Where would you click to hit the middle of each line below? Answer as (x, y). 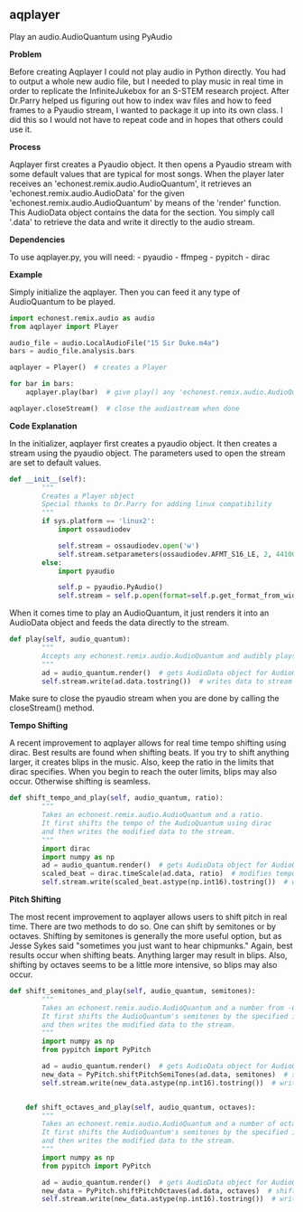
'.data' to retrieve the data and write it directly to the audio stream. (132, 221)
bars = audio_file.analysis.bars (72, 352)
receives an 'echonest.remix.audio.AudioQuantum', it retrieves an (131, 183)
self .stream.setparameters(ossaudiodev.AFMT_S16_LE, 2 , (165, 554)
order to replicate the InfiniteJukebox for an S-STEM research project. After (150, 90)
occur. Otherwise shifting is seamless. (80, 782)
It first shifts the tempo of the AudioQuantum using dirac (157, 823)
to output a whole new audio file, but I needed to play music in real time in (147, 81)
